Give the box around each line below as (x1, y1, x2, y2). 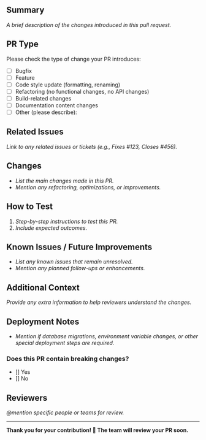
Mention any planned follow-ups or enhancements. (15, 265, 145, 272)
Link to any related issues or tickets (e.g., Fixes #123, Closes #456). (6, 143, 178, 150)
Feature (15, 74, 35, 82)
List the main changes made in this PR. (15, 177, 115, 184)
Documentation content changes (15, 101, 98, 109)
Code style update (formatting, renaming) (15, 81, 121, 88)
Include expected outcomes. (15, 224, 88, 232)
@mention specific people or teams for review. (6, 409, 124, 416)
